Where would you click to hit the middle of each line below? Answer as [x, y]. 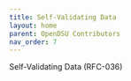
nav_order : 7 [33, 42]
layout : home [33, 26]
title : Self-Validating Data [63, 17]
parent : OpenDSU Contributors [65, 33]
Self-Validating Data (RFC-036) [66, 67]
